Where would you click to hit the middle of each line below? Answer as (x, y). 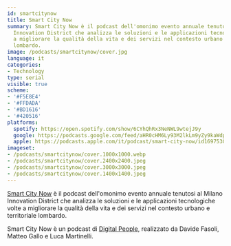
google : (24, 135)
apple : (23, 142)
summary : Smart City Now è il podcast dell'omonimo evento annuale (106, 26)
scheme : (18, 90)
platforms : (23, 122)
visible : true (27, 84)
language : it (26, 59)
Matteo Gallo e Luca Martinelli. (51, 236)
